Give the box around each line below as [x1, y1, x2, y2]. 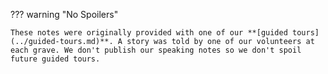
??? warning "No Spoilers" [10, 9, 119, 20]
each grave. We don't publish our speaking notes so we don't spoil [10, 45, 302, 55]
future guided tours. [10, 54, 101, 64]
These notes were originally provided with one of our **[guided [10, 28, 288, 38]
